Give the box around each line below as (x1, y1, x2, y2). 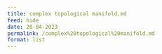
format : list (7, 36, 46, 43)
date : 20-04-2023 (7, 23, 58, 30)
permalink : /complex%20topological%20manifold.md (7, 29, 156, 37)
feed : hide (7, 17, 39, 24)
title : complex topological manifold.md (7, 10, 128, 18)
